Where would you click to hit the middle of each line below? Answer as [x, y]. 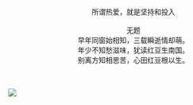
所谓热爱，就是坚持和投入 [133, 12]
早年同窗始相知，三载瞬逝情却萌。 [133, 40]
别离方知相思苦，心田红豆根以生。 [133, 60]
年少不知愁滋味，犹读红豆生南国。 [133, 50]
